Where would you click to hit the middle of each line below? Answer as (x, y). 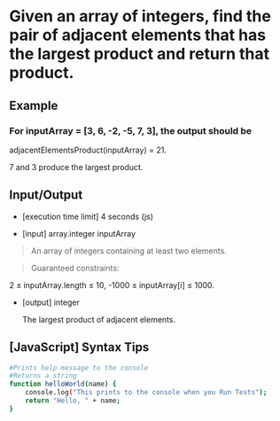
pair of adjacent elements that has (138, 35)
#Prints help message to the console (79, 368)
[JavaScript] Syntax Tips (79, 347)
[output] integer (51, 302)
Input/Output (46, 195)
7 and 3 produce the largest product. (76, 167)
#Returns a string (43, 376)
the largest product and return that (140, 54)
